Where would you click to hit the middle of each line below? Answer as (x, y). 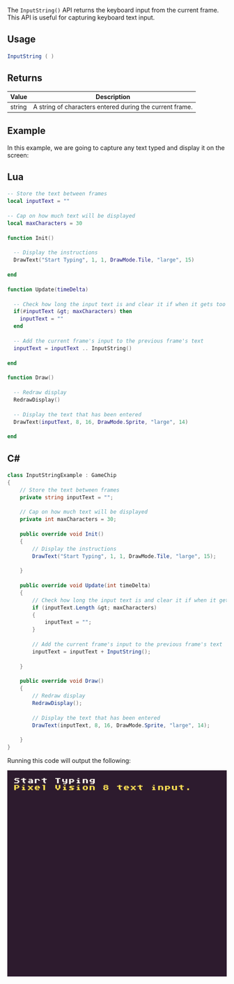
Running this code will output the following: (69, 761)
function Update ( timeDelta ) (48, 289)
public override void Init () (62, 534)
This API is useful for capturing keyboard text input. (81, 17)
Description (113, 97)
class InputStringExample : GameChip (62, 475)
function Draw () (31, 378)
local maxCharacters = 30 (45, 223)
